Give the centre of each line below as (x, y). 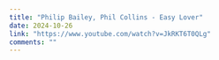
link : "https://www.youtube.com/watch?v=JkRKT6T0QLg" (110, 34)
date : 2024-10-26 (41, 26)
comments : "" (33, 42)
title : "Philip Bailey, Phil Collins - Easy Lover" (106, 17)
